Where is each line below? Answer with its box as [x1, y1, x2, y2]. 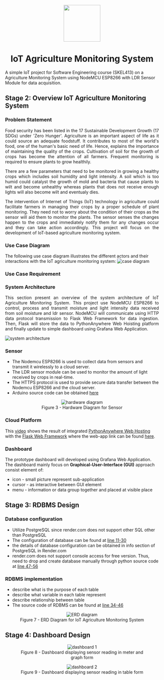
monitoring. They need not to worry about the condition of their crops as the [5, 209, 159, 215]
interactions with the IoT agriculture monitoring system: [5, 258, 116, 264]
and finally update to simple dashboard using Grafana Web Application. [5, 326, 148, 332]
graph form [70, 654, 94, 660]
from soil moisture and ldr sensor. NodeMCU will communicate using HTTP [5, 310, 159, 316]
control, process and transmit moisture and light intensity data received [5, 305, 159, 311]
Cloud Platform [5, 417, 41, 423]
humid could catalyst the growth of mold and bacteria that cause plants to [5, 179, 159, 185]
